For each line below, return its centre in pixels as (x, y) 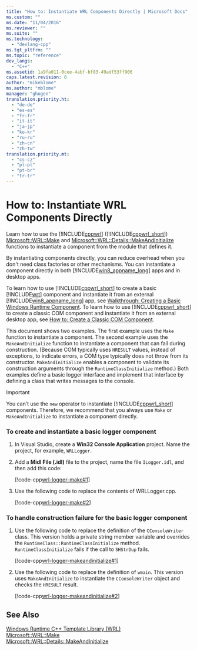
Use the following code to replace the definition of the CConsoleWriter (99, 530)
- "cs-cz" (23, 160)
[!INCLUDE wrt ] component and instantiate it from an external (80, 294)
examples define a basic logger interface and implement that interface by (95, 374)
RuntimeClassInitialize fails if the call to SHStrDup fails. (82, 549)
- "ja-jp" (23, 127)
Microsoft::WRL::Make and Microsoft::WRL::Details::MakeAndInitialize (90, 240)
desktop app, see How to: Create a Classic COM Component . (80, 319)
